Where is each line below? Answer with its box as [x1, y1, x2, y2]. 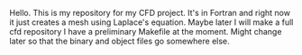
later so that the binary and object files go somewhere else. [9, 35, 230, 46]
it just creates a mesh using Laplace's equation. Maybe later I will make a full [9, 17, 294, 27]
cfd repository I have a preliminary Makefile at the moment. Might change [9, 27, 282, 36]
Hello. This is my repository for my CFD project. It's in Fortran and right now [9, 8, 291, 18]
